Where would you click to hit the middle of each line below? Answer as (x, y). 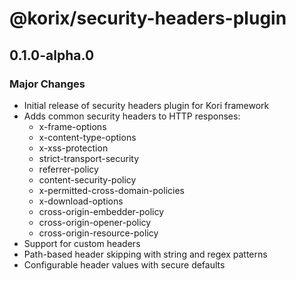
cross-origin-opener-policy (95, 222)
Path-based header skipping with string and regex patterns (145, 254)
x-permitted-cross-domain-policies (111, 190)
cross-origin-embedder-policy (101, 211)
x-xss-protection (73, 148)
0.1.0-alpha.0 (52, 55)
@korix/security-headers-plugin (148, 18)
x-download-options (81, 201)
